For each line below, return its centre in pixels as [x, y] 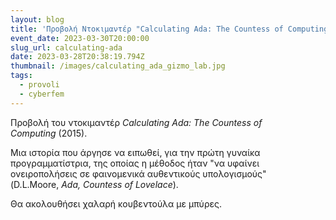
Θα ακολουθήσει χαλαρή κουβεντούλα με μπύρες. [116, 203]
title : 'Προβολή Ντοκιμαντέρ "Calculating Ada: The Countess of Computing [169, 29]
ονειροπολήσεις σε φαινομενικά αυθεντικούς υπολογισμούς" [138, 173]
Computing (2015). [49, 133]
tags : [21, 76]
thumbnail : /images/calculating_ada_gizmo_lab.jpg [118, 66]
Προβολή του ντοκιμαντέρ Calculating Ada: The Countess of [136, 122]
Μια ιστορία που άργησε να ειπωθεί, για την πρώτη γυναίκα [135, 152]
